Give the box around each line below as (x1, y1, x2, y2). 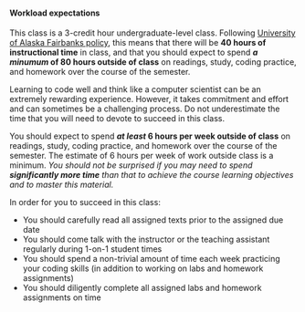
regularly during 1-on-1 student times (22, 244, 163, 255)
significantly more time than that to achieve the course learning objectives (9, 170, 294, 181)
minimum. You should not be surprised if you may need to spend (9, 160, 253, 171)
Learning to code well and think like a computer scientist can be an (9, 84, 262, 95)
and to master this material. (9, 179, 114, 191)
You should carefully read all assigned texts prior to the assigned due (22, 214, 284, 225)
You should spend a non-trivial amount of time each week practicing (22, 254, 280, 265)
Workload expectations (9, 7, 100, 18)
